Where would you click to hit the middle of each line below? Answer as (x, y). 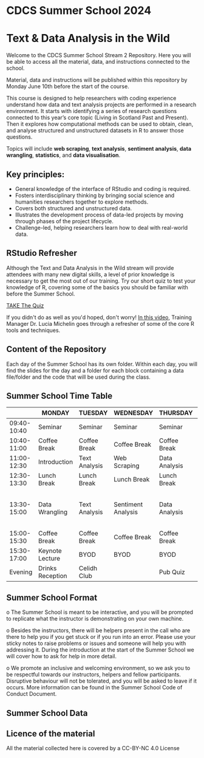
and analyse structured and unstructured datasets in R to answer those (95, 131)
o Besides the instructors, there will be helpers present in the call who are (98, 630)
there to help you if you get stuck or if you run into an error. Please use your (101, 637)
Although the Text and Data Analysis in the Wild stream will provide (90, 267)
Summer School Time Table (59, 396)
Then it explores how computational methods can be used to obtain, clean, (100, 124)
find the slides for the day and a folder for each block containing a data (95, 370)
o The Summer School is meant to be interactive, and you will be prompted (100, 612)
